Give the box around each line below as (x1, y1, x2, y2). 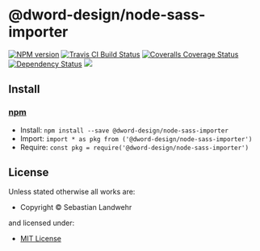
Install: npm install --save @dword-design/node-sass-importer (19, 125, 229, 135)
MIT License (19, 234, 62, 244)
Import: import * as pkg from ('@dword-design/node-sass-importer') (19, 133, 253, 143)
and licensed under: (8, 218, 75, 228)
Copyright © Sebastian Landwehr (19, 203, 132, 212)
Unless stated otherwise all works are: (8, 187, 136, 197)
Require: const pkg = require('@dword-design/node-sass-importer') (19, 142, 249, 152)
